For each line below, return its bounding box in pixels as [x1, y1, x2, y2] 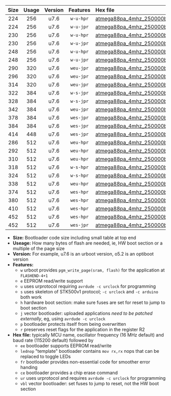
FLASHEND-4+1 [20, 273, 48, 279]
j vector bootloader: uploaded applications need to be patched [20, 310, 153, 316]
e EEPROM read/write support [20, 278, 83, 284]
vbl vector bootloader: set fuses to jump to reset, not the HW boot [20, 381, 159, 386]
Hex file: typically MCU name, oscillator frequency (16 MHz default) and [12, 332, 164, 338]
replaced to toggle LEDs [20, 353, 71, 359]
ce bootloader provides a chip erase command [20, 370, 118, 376]
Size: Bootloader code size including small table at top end [12, 235, 136, 240]
